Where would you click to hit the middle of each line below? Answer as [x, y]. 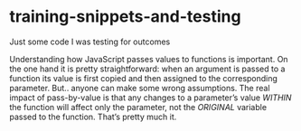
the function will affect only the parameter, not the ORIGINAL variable [138, 107]
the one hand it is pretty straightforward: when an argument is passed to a [147, 69]
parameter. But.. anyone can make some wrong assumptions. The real [140, 88]
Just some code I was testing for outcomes [90, 42]
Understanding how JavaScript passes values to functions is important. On [149, 59]
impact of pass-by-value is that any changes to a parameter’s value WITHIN [150, 98]
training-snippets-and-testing [125, 17]
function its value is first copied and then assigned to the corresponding [144, 78]
